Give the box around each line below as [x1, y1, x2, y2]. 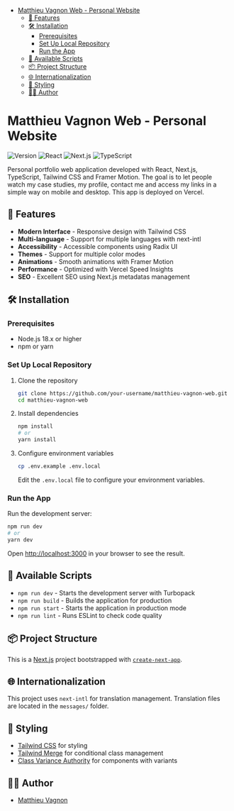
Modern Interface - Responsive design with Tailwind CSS [17, 227, 186, 236]
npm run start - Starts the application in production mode [17, 603, 186, 612]
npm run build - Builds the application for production [17, 596, 172, 605]
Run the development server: [7, 509, 92, 518]
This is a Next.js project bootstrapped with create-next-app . [7, 655, 183, 663]
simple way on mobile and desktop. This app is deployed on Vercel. [7, 187, 204, 196]
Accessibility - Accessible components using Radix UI [17, 242, 178, 250]
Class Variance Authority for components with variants [17, 756, 178, 765]
